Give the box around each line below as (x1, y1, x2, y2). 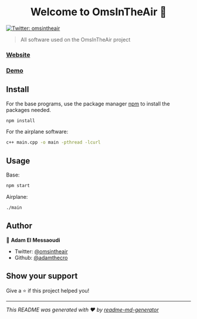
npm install (6, 117, 35, 124)
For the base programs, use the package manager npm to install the (6, 100, 170, 107)
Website (6, 50, 30, 59)
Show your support (6, 271, 78, 281)
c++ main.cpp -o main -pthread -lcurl (6, 140, 101, 145)
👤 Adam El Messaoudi (6, 236, 60, 243)
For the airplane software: (6, 128, 69, 135)
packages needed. (6, 106, 52, 113)
